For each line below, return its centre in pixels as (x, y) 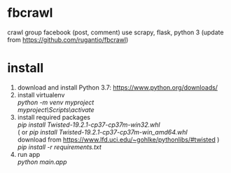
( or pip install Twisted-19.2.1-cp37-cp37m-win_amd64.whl (102, 132)
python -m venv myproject (56, 102)
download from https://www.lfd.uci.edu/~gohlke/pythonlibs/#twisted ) (118, 139)
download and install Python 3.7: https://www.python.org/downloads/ (118, 87)
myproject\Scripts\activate (56, 109)
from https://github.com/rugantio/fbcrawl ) (68, 39)
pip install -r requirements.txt (59, 147)
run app (29, 154)
